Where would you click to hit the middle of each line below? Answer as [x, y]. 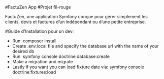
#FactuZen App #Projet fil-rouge [38, 7]
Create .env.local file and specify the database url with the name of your [85, 46]
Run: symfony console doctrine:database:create [61, 56]
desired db [23, 51]
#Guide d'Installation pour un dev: [39, 31]
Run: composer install [34, 41]
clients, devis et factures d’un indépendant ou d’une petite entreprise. [76, 22]
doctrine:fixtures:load [34, 72]
